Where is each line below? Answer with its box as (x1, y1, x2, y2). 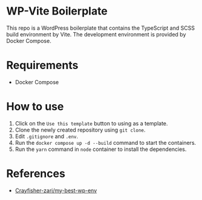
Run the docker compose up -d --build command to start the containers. (15, 139, 197, 146)
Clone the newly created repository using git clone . (15, 126, 146, 133)
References (6, 167, 65, 180)
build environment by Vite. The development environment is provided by (6, 30, 186, 38)
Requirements (6, 59, 79, 72)
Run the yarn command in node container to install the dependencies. (15, 145, 187, 153)
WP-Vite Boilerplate (6, 4, 108, 18)
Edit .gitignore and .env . (15, 132, 79, 140)
